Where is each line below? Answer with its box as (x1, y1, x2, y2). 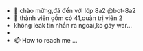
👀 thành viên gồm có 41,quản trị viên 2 (13, 14, 123, 22)
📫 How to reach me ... (13, 37, 78, 44)
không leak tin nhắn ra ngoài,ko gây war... (13, 21, 133, 29)
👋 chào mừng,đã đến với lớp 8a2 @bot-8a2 (13, 7, 136, 14)
